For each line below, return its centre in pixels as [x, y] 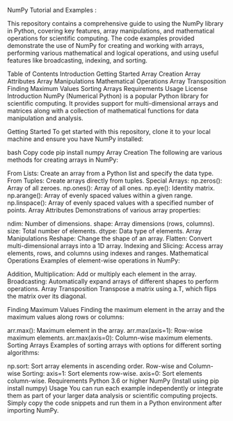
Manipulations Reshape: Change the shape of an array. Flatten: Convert [110, 238]
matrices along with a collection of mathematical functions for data [103, 111]
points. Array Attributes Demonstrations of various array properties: [104, 210]
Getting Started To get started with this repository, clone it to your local [109, 132]
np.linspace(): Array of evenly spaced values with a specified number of [111, 203]
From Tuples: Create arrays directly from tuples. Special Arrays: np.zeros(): [115, 181]
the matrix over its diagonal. [47, 296]
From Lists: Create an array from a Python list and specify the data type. [111, 173]
